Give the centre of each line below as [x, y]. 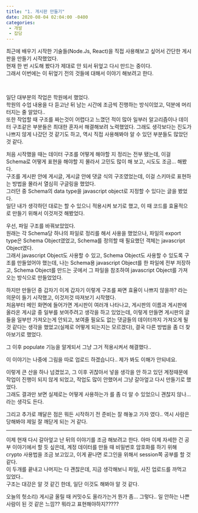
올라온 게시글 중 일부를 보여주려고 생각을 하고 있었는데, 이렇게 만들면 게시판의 [95, 312]
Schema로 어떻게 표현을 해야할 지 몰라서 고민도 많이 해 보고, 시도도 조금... [91, 162]
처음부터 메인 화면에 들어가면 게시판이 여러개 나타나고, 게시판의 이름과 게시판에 [97, 305]
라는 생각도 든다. [25, 402]
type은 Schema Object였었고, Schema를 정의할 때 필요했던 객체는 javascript [96, 241]
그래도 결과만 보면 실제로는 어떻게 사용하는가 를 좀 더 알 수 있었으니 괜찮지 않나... [99, 394]
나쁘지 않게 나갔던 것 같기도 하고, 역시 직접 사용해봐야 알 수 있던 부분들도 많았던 [97, 134]
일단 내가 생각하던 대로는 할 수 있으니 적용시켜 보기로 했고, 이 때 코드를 [87, 206]
